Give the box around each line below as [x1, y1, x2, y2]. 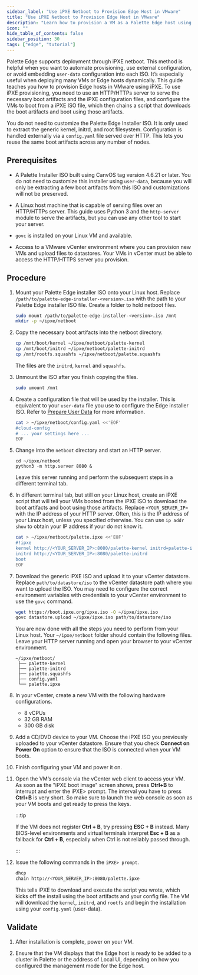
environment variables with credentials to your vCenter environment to [15, 591, 187, 598]
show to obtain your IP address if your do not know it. [15, 523, 143, 530]
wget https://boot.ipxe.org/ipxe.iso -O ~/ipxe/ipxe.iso [15, 609, 159, 615]
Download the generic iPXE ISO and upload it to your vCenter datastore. [15, 572, 190, 579]
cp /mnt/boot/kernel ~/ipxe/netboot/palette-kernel [15, 341, 145, 346]
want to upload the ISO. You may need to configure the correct [15, 585, 168, 592]
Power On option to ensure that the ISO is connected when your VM [15, 746, 181, 753]
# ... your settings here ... [15, 430, 90, 436]
